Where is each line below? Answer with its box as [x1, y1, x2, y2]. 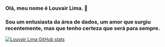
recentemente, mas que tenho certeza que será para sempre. [5, 25, 160, 32]
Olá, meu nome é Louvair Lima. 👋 [5, 5, 88, 12]
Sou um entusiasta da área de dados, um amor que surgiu [5, 18, 151, 25]
